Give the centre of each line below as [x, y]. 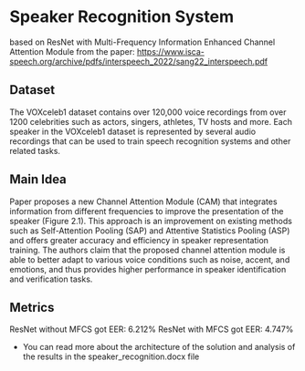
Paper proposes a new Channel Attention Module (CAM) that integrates [143, 201]
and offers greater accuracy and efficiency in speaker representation [139, 240]
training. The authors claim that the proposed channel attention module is [147, 250]
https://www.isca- [171, 51]
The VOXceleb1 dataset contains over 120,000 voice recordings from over [148, 112]
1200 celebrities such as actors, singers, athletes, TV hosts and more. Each [151, 121]
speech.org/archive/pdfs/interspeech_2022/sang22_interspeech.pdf [138, 61]
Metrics [32, 307]
